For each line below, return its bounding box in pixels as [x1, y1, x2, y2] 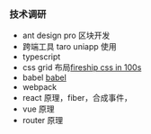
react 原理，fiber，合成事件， [22, 93, 133, 103]
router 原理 [22, 115, 64, 126]
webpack [22, 82, 57, 93]
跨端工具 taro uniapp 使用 [22, 41, 117, 52]
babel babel [22, 72, 67, 83]
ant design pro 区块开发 [22, 30, 111, 41]
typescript [22, 51, 61, 62]
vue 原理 [22, 103, 56, 114]
